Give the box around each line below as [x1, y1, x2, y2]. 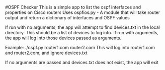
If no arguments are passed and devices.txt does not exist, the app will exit [5, 60, 159, 65]
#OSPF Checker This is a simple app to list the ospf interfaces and [5, 4, 141, 10]
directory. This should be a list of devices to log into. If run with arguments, [5, 30, 159, 35]
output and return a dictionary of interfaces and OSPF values [5, 15, 130, 20]
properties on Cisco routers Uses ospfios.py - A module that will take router [5, 9, 161, 15]
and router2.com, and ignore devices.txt [5, 50, 88, 56]
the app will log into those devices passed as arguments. [5, 35, 122, 41]
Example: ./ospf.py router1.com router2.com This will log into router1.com [5, 45, 155, 50]
